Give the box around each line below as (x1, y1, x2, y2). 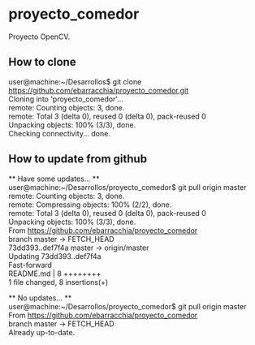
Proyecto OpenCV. (8, 32, 71, 41)
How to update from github (8, 152, 148, 166)
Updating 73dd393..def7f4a (8, 251, 102, 261)
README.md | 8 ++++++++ (8, 269, 102, 278)
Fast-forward (8, 260, 53, 270)
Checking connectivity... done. (8, 128, 111, 138)
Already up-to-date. (8, 327, 76, 337)
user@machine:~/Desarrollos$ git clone (8, 76, 142, 86)
